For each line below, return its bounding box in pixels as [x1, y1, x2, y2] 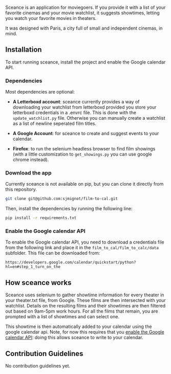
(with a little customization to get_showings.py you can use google [12, 151, 152, 158]
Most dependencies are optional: [5, 89, 75, 95]
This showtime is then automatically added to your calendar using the [5, 323, 152, 329]
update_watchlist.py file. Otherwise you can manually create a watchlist [12, 115, 165, 121]
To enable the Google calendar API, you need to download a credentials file [5, 239, 165, 245]
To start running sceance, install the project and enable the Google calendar [5, 59, 166, 65]
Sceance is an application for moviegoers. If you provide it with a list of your [5, 5, 166, 10]
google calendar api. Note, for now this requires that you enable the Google [5, 329, 165, 335]
